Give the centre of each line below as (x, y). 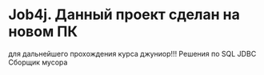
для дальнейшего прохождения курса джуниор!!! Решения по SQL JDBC (132, 53)
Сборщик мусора (38, 62)
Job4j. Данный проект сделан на (124, 15)
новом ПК (43, 32)
